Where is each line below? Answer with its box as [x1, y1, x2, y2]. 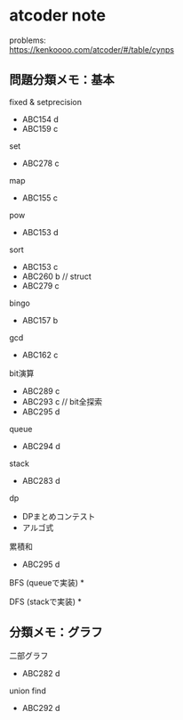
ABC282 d [21, 667, 60, 678]
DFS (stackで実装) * [9, 596, 83, 607]
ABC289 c [21, 385, 60, 397]
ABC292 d [21, 702, 60, 713]
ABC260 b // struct [21, 271, 91, 282]
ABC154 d [21, 113, 60, 125]
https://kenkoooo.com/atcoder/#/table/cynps [9, 44, 175, 54]
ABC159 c [21, 123, 59, 134]
